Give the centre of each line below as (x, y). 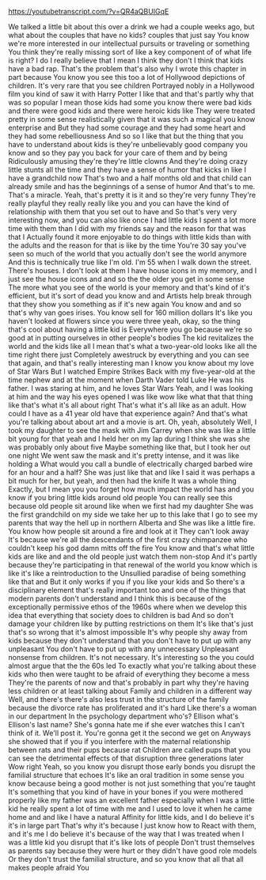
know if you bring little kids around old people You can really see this (121, 497)
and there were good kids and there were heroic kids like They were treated (132, 111)
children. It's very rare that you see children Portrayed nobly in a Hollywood (131, 85)
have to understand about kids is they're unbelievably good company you (128, 144)
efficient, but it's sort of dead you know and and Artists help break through (130, 296)
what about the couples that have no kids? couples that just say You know (129, 35)
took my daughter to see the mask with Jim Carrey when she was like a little (132, 430)
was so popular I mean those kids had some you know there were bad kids (130, 102)
